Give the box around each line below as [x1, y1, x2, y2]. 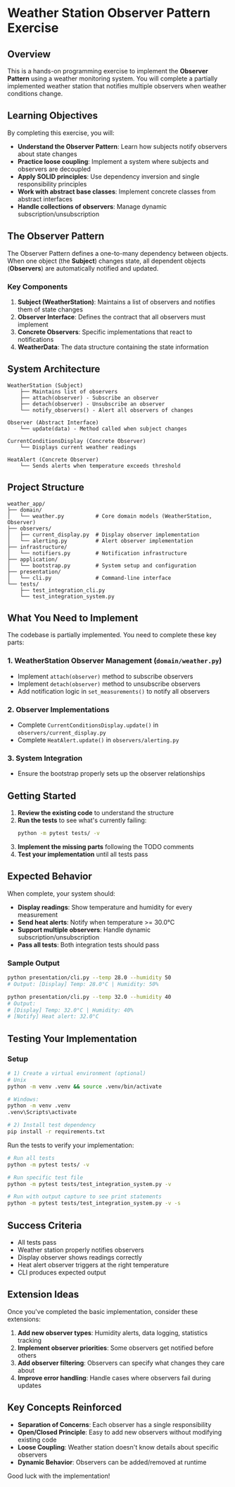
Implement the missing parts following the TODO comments [17, 842, 195, 851]
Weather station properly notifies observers [17, 1245, 144, 1255]
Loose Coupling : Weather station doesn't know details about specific [17, 1442, 219, 1451]
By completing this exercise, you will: [7, 129, 115, 137]
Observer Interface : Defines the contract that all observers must [17, 312, 206, 321]
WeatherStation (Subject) [7, 381, 83, 389]
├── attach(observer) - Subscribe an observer [20, 394, 159, 401]
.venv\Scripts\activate [7, 1109, 77, 1116]
